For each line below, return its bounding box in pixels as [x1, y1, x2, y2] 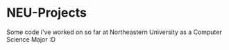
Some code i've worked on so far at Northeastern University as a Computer [6, 28, 223, 36]
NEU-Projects [6, 5, 87, 21]
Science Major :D [6, 35, 56, 43]
